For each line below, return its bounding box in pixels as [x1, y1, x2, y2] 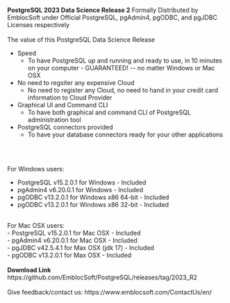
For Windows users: [7, 165, 65, 173]
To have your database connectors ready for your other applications [27, 130, 224, 139]
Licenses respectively [7, 21, 69, 29]
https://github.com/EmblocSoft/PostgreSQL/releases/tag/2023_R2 [7, 273, 198, 281]
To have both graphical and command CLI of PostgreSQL [27, 108, 191, 116]
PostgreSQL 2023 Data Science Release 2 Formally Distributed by [7, 6, 199, 14]
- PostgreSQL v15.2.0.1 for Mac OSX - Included [7, 229, 141, 237]
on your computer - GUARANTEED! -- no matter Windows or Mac [27, 64, 215, 72]
